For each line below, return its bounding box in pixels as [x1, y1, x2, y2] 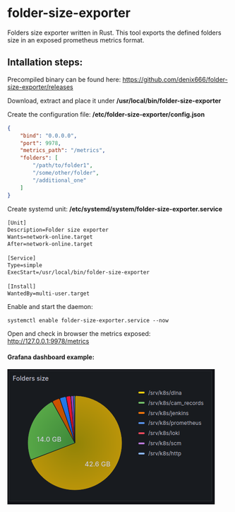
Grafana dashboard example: [7, 353, 95, 361]
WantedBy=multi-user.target [7, 290, 90, 297]
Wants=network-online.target [7, 233, 93, 240]
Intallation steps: [7, 57, 83, 69]
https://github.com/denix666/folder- [122, 75, 228, 83]
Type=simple [7, 262, 42, 269]
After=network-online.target [7, 240, 93, 248]
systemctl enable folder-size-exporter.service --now [7, 317, 169, 324]
